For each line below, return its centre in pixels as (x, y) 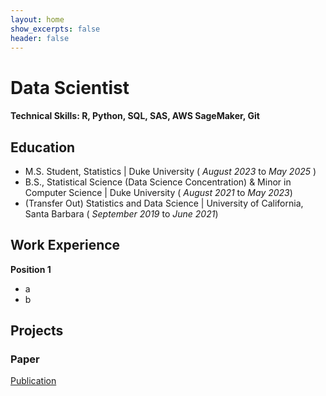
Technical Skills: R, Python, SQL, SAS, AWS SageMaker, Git (135, 116)
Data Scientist (70, 87)
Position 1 (31, 269)
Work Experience (65, 245)
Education (43, 147)
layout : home (37, 19)
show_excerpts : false (55, 29)
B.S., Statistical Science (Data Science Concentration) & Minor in (158, 182)
